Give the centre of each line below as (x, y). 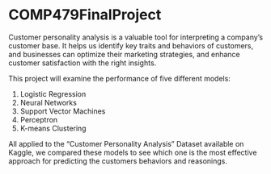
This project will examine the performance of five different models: (119, 78)
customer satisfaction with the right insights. (83, 63)
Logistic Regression (53, 93)
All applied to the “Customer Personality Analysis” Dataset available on (126, 143)
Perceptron (39, 119)
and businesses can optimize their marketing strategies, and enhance (124, 54)
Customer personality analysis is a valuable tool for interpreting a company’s (136, 37)
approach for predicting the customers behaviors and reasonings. (118, 161)
